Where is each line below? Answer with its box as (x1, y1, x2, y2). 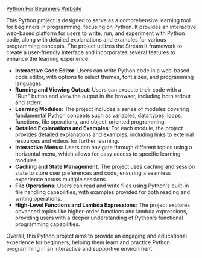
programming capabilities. (14, 221, 80, 228)
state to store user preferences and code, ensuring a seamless (14, 169, 171, 177)
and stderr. (14, 99, 42, 106)
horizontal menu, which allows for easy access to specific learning (14, 150, 181, 157)
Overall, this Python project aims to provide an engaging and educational (6, 232, 188, 239)
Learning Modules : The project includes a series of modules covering (14, 105, 189, 112)
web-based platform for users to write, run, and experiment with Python (6, 30, 185, 37)
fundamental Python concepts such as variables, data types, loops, (14, 112, 183, 119)
